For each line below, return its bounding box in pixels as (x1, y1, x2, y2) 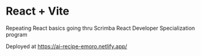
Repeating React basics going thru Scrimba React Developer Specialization (6, 24, 195, 32)
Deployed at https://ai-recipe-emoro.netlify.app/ (6, 43, 127, 50)
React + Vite (6, 4, 70, 18)
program (6, 30, 28, 38)
